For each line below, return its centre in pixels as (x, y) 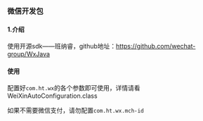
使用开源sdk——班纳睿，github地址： (62, 46)
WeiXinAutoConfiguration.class (52, 96)
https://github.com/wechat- (156, 46)
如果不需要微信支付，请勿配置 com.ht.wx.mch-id (76, 110)
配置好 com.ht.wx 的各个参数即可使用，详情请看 (74, 88)
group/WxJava (29, 54)
